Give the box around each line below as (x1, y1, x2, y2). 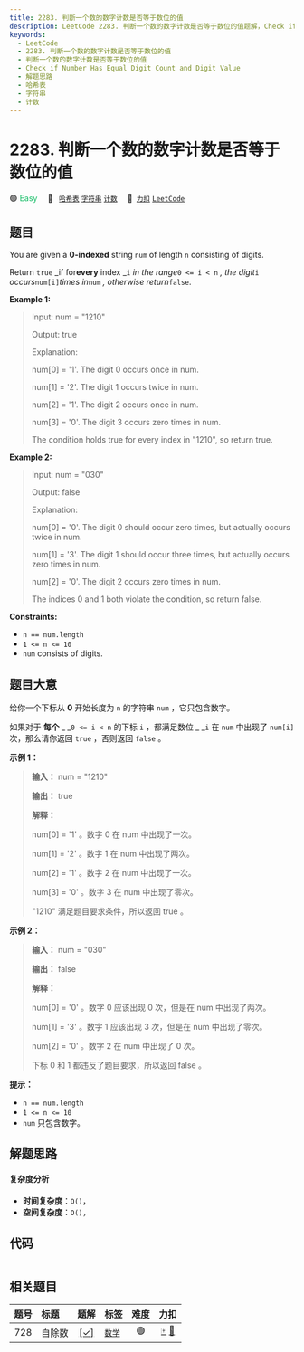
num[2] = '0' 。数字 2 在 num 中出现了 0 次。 (31, 1040, 200, 1051)
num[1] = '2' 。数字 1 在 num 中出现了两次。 (31, 848, 195, 859)
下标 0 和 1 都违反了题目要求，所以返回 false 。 (31, 1060, 206, 1071)
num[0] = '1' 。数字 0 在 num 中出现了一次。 (31, 829, 197, 840)
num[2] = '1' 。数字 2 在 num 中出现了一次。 (31, 867, 196, 878)
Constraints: (9, 612, 58, 623)
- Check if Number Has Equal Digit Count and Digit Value (17, 64, 242, 73)
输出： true (31, 790, 74, 801)
